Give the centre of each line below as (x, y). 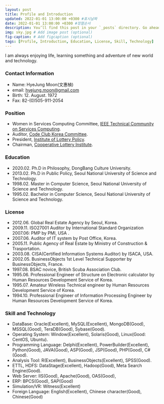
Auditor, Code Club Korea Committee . (50, 134)
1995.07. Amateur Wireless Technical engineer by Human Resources (81, 285)
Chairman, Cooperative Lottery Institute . (52, 144)
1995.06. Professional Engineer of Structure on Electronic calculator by (83, 274)
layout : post (18, 10)
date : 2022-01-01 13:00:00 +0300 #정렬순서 (48, 23)
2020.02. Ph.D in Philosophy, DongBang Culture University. (72, 168)
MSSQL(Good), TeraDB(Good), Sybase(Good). (59, 329)
